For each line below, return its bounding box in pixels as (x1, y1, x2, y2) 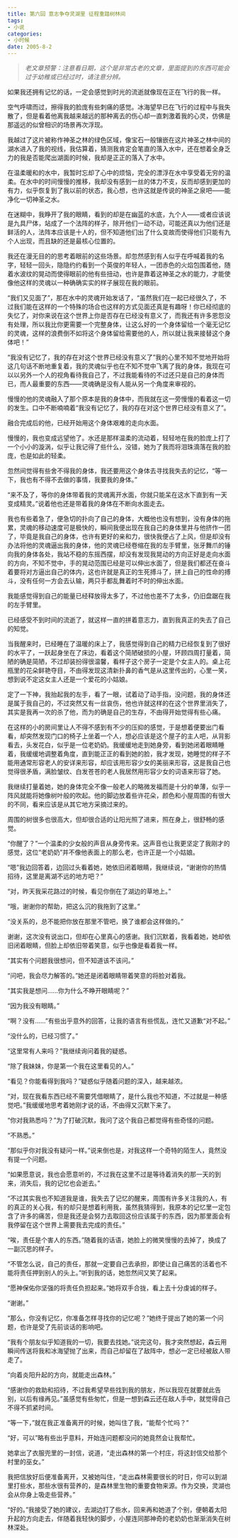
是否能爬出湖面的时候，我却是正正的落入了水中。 (25, 153, 169, 162)
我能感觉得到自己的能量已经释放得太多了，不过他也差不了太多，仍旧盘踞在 (7, 592, 225, 600)
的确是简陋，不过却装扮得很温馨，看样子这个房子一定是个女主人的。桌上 (13, 657, 225, 666)
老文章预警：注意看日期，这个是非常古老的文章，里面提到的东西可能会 (24, 64, 230, 72)
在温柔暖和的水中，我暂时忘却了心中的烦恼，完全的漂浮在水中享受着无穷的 (7, 168, 225, 177)
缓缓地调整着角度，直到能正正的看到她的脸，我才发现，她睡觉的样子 (25, 749, 225, 758)
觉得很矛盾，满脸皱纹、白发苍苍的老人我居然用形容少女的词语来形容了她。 (7, 767, 225, 776)
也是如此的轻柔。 (19, 451, 69, 460)
